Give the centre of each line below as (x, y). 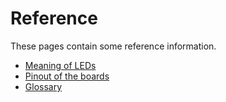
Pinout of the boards (67, 76)
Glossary (43, 86)
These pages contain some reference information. (113, 46)
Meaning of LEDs (60, 65)
